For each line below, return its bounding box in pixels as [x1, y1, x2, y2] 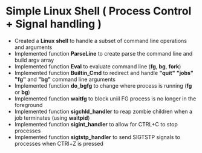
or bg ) [14, 88, 31, 96]
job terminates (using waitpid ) [14, 114, 90, 122]
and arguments [14, 44, 53, 51]
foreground [14, 101, 43, 108]
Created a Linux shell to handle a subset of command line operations [14, 37, 187, 44]
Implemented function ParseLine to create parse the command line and [14, 50, 193, 57]
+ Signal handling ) [5, 17, 102, 31]
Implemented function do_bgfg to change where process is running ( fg [14, 82, 192, 89]
